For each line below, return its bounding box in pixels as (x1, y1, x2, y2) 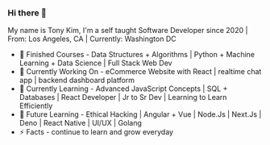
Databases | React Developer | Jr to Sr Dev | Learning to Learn (19, 93, 227, 102)
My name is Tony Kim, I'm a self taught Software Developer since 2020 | (7, 26, 248, 35)
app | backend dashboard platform (19, 76, 135, 85)
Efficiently (19, 101, 53, 111)
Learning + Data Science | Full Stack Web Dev (19, 58, 172, 68)
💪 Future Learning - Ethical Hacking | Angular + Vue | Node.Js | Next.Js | (19, 110, 262, 119)
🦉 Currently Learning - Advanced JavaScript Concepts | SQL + (19, 84, 228, 93)
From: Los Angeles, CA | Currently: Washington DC (7, 34, 177, 43)
